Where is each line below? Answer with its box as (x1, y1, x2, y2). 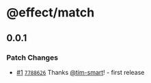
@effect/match (6, 5, 95, 21)
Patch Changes (6, 53, 59, 62)
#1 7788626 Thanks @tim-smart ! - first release (16, 68, 145, 76)
